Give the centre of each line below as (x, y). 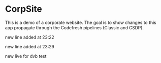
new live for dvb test (26, 56)
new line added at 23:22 (30, 37)
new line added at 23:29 (30, 46)
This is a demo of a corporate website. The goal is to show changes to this (81, 22)
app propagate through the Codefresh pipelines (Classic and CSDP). (75, 27)
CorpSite (24, 9)
